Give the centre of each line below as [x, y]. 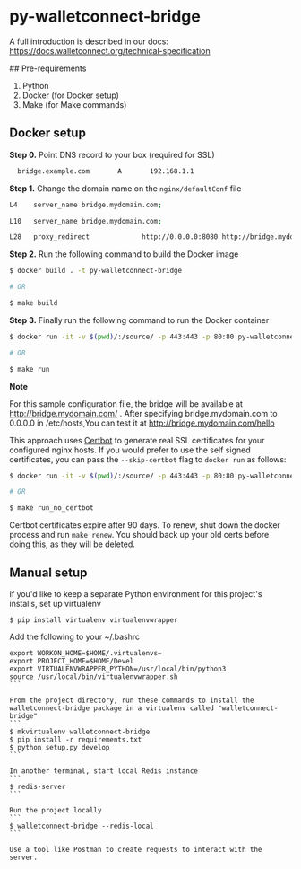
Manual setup [48, 572]
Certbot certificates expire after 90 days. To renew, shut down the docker [145, 525]
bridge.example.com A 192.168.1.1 [106, 171]
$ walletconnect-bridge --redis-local [82, 826]
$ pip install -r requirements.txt [76, 739]
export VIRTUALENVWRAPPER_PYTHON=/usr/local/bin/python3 [118, 669]
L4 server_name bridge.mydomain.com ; [86, 205]
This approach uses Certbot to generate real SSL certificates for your [137, 440]
